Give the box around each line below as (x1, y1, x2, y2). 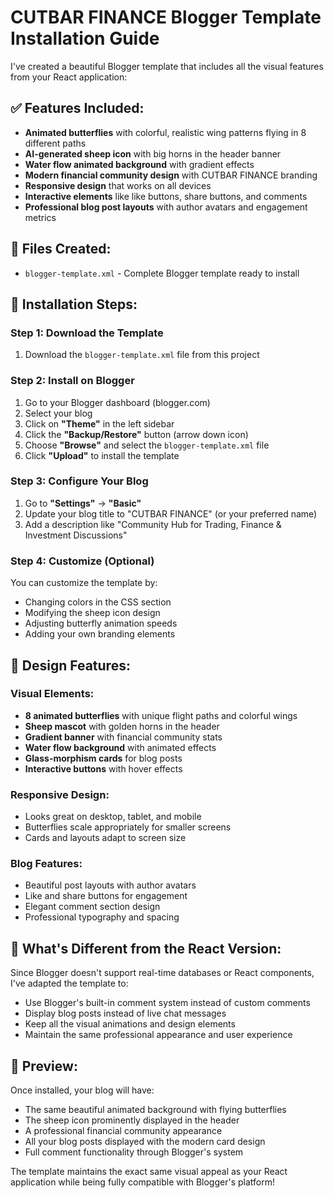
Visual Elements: (10, 687, 95, 701)
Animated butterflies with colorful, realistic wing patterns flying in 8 (24, 126, 307, 138)
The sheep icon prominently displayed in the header (24, 1114, 240, 1126)
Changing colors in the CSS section (24, 596, 172, 608)
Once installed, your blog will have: (10, 1084, 155, 1096)
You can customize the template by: (10, 577, 158, 589)
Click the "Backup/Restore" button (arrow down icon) (24, 428, 249, 440)
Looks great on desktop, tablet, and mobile (24, 811, 202, 823)
